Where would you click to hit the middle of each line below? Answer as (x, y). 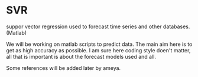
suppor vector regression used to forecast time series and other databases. (98, 26)
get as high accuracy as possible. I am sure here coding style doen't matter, (98, 50)
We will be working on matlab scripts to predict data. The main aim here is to (99, 44)
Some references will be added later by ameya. (64, 68)
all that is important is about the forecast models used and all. (81, 56)
